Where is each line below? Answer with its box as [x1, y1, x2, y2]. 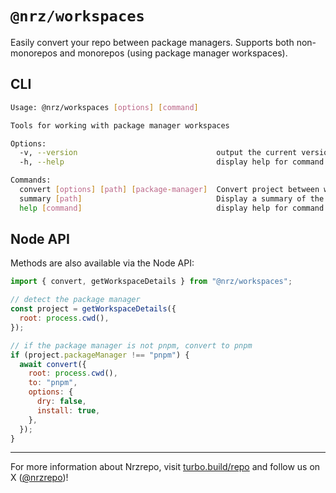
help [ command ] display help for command [19, 203, 325, 213]
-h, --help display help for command [19, 157, 325, 167]
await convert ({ [19, 359, 87, 369]
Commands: [10, 175, 52, 186]
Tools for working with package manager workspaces [10, 120, 230, 131]
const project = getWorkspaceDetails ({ [10, 304, 177, 314]
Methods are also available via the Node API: [10, 257, 195, 269]
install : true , [36, 405, 101, 416]
